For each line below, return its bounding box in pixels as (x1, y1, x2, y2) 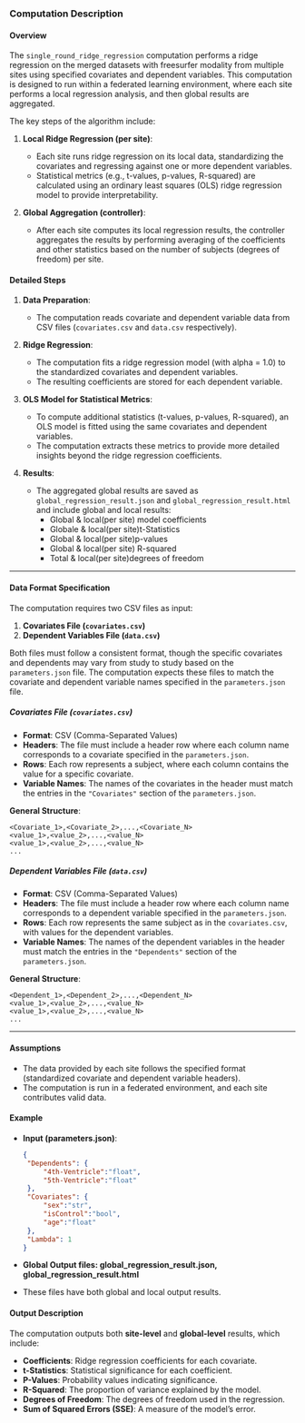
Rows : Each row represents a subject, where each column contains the (22, 758, 289, 769)
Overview (9, 30, 47, 41)
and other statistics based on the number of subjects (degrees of (35, 244, 280, 255)
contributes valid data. (22, 1092, 107, 1102)
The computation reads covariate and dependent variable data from (35, 312, 290, 323)
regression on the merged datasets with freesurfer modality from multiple (9, 60, 284, 71)
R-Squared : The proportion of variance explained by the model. (22, 1384, 261, 1395)
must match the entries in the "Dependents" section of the (22, 946, 238, 957)
